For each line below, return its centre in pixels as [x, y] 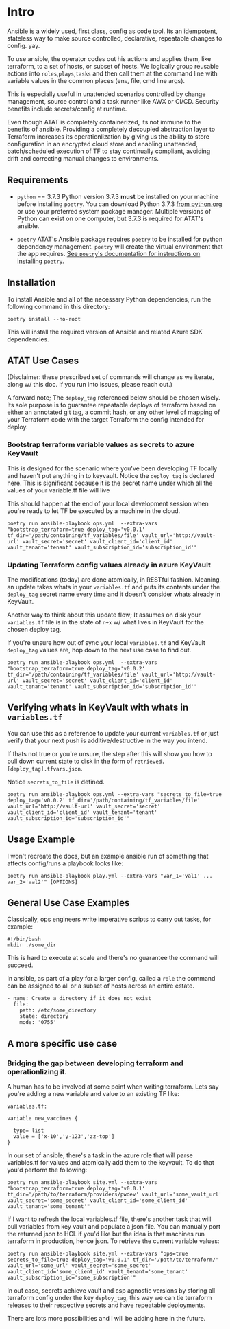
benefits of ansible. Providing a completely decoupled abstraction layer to [111, 129]
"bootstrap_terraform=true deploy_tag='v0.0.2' [76, 668]
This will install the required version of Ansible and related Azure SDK [105, 332]
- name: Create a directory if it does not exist [79, 999]
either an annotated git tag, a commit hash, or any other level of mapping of [114, 412]
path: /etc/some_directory [58, 1010]
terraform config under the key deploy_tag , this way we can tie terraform [110, 1298]
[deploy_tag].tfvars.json [44, 769]
